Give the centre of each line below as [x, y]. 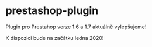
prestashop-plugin [52, 11]
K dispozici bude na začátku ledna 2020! [55, 38]
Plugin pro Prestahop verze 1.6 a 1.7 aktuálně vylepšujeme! [76, 27]
